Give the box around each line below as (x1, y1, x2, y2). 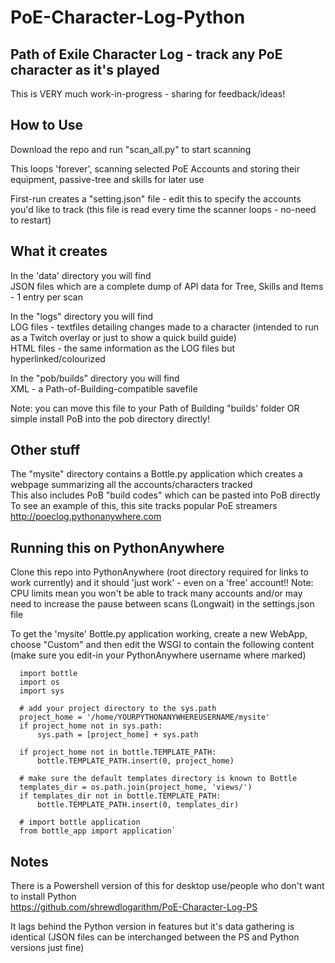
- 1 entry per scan (10, 291, 83, 303)
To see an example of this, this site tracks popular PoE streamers (10, 500, 278, 512)
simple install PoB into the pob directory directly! (10, 412, 211, 425)
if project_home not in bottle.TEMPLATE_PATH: (19, 747, 217, 758)
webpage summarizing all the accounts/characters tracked (10, 479, 253, 491)
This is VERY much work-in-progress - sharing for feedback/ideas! (10, 88, 286, 100)
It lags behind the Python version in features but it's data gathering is (10, 921, 295, 933)
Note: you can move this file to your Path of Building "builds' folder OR (10, 402, 300, 414)
